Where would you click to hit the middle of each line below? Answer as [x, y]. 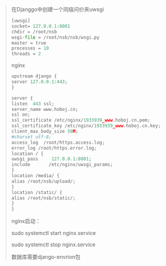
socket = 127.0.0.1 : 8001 [41, 26]
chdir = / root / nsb [34, 32]
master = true [29, 43]
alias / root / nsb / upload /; [43, 181]
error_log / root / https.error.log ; [54, 148]
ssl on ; [21, 115]
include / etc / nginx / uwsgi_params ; [62, 165]
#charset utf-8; [31, 137]
